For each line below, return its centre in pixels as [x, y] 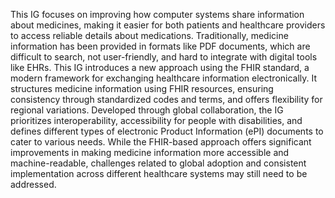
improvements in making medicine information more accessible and [150, 152]
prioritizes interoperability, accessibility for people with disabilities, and [156, 120]
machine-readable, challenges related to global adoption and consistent [158, 163]
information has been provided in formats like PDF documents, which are [160, 46]
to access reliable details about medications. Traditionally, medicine [149, 35]
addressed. [33, 184]
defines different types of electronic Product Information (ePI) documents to [167, 131]
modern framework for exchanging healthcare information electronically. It [164, 78]
